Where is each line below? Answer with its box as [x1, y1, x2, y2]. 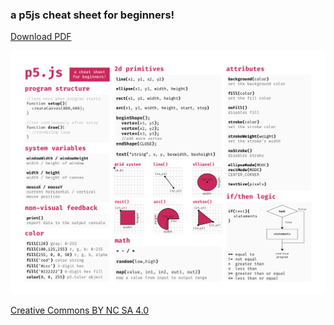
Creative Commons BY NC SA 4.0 [10, 304, 150, 316]
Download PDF [10, 31, 72, 43]
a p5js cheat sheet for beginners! [10, 8, 175, 22]
